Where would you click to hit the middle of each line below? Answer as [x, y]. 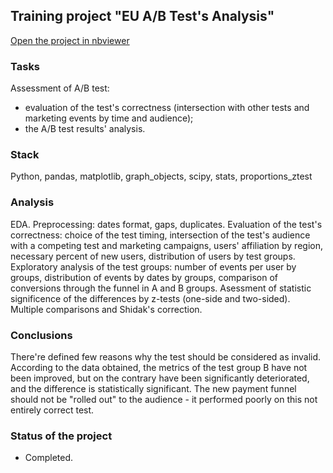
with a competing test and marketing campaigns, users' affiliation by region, [166, 245]
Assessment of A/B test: [60, 88]
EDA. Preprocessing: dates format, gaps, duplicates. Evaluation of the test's [166, 224]
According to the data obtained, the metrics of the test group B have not [159, 367]
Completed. [49, 458]
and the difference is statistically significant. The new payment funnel [153, 388]
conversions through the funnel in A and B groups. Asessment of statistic [161, 288]
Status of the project [61, 436]
